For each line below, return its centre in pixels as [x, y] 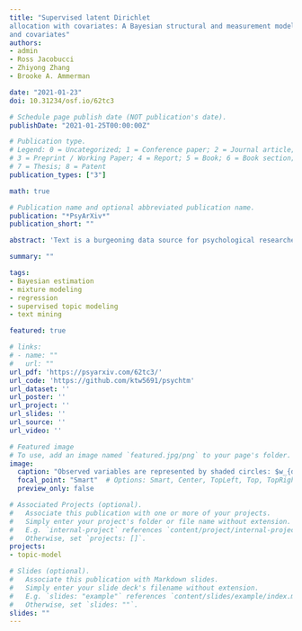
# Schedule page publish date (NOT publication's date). [118, 117]
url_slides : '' [38, 414]
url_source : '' [38, 422]
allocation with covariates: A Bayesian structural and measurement [140, 26]
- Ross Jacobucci [42, 59]
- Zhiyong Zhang [40, 68]
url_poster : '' [38, 397]
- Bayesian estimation [52, 281]
